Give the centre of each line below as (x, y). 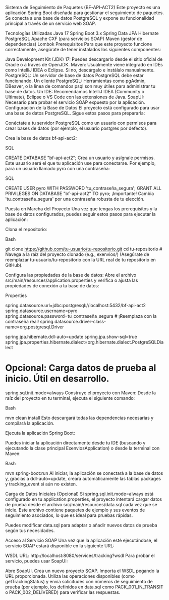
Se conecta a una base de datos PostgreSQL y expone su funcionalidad (80, 18)
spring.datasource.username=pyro (41, 311)
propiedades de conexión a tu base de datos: (52, 286)
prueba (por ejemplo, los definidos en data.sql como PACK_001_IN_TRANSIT (84, 587)
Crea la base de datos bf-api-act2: (41, 138)
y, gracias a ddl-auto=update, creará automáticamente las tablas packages (83, 478)
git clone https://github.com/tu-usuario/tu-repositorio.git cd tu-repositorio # (84, 249)
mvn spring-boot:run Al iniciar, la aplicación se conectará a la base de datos (84, 473)
